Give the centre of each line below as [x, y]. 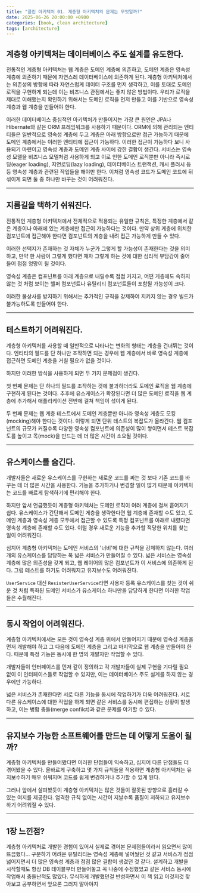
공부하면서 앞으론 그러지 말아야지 [60, 883]
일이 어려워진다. [25, 535]
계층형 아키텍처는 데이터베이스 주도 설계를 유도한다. [95, 54]
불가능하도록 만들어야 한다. [37, 304]
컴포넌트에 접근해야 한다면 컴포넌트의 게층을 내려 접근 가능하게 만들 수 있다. [93, 236]
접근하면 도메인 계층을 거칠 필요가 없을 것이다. [60, 360]
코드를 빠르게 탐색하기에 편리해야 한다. [57, 492]
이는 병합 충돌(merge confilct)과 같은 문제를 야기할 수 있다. [87, 709]
